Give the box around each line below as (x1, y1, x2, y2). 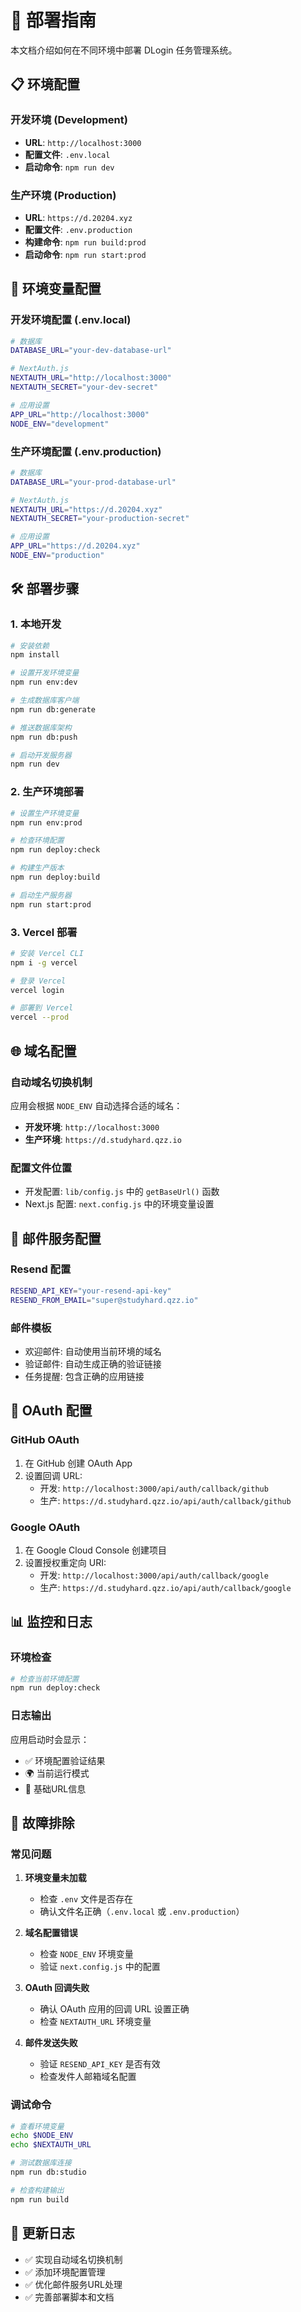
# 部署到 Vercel (10, 1003, 74, 1013)
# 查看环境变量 (10, 2121, 65, 2131)
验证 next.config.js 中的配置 (39, 1961, 161, 1973)
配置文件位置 (10, 1161, 73, 1175)
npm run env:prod (10, 817, 83, 828)
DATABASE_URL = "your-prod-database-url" (10, 477, 177, 487)
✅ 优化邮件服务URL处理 (24, 2278, 123, 2290)
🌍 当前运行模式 (24, 1767, 90, 1779)
